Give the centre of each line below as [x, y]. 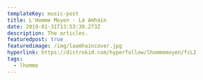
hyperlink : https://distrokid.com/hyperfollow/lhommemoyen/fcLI [102, 53]
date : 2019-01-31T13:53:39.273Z [54, 26]
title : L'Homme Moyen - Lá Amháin [57, 20]
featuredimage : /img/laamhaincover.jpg [65, 46]
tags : [15, 59]
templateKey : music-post [43, 14]
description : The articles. [48, 33]
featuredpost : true [35, 40]
